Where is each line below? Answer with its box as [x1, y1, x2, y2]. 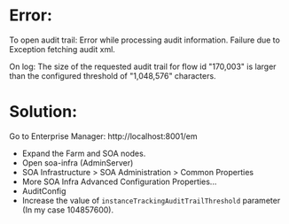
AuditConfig [21, 185, 66, 196]
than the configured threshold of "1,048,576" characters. [9, 70, 216, 81]
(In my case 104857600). [21, 205, 113, 215]
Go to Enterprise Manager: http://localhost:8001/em [9, 130, 198, 142]
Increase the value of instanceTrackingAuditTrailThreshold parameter [21, 195, 281, 205]
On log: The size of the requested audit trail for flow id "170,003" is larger [9, 61, 277, 72]
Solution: [9, 102, 78, 122]
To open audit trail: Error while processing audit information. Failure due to [9, 35, 281, 45]
